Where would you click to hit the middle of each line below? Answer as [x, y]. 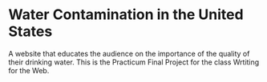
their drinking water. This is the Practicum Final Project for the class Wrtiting [134, 62]
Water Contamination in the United [126, 15]
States [30, 31]
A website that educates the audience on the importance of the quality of [129, 53]
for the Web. [29, 70]
